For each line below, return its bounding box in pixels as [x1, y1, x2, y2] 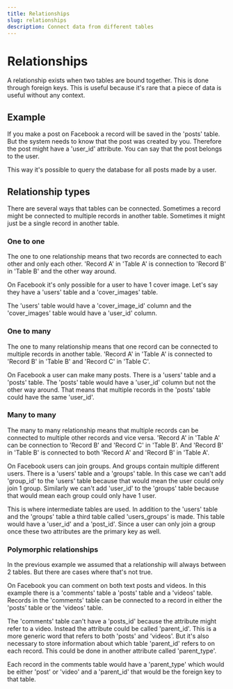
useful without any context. [7, 91, 86, 100]
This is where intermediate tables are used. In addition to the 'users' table [7, 505, 218, 513]
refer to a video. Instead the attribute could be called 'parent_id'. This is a [7, 625, 217, 633]
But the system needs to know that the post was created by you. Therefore [7, 137, 222, 146]
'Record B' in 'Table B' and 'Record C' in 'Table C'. [7, 357, 151, 365]
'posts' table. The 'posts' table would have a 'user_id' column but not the [7, 378, 216, 386]
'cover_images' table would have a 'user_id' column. [7, 309, 158, 317]
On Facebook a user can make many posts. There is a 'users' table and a [7, 370, 216, 379]
